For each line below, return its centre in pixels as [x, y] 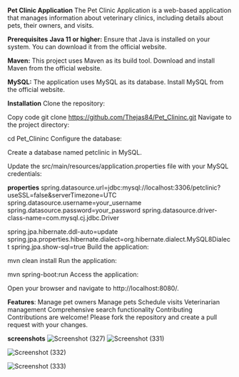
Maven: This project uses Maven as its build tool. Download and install [111, 61]
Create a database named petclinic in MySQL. [75, 152]
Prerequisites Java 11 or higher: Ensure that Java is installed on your [109, 39]
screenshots [26, 339]
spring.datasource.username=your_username [75, 203]
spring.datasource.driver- [180, 210]
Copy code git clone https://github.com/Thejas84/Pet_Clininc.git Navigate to [119, 117]
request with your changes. [47, 325]
